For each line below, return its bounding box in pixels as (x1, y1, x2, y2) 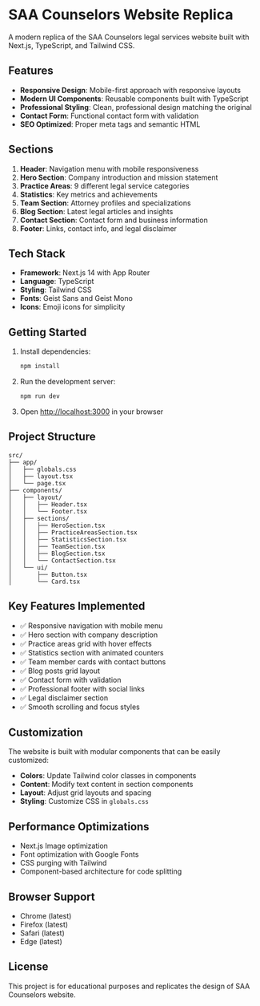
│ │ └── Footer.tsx (8, 507, 88, 515)
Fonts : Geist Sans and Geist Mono (19, 294, 134, 303)
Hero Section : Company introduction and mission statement (19, 172, 218, 182)
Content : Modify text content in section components (19, 780, 194, 789)
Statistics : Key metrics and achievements (19, 189, 158, 199)
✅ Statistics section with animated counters (19, 647, 164, 657)
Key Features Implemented (8, 599, 146, 613)
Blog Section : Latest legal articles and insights (19, 206, 174, 216)
